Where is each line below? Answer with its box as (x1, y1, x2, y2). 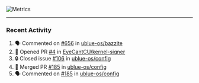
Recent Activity (6, 25, 52, 34)
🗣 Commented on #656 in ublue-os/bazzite (14, 40, 123, 47)
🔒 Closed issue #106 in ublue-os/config (14, 55, 111, 62)
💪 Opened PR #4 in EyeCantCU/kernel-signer (14, 48, 126, 56)
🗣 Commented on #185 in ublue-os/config (14, 70, 120, 77)
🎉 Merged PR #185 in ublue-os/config (14, 63, 107, 71)
